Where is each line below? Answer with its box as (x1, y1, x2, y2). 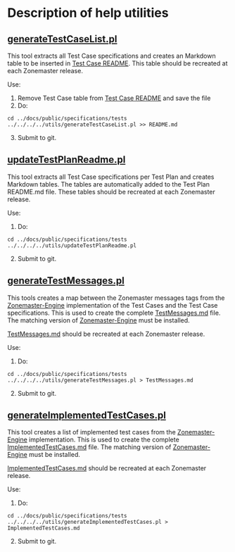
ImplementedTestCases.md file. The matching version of (7, 443, 172, 451)
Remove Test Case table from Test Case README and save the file (17, 94, 211, 102)
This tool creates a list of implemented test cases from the (7, 428, 176, 437)
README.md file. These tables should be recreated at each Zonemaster (7, 187, 216, 196)
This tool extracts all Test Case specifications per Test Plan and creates (7, 172, 215, 181)
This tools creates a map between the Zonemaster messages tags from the (7, 294, 225, 302)
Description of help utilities (7, 5, 169, 21)
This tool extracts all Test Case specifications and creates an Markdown (7, 51, 216, 60)
